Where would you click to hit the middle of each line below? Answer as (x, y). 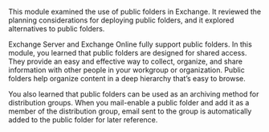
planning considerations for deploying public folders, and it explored (121, 20)
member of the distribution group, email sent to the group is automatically (130, 111)
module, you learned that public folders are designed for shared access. (128, 53)
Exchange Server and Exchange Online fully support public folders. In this (130, 44)
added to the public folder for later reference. (83, 120)
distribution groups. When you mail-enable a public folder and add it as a (129, 103)
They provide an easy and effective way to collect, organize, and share (126, 61)
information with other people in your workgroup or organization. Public (126, 70)
